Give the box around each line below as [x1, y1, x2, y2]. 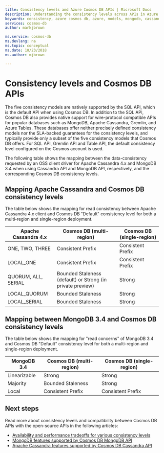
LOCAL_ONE [7, 259, 36, 266]
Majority [7, 380, 27, 387]
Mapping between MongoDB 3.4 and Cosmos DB [5, 315, 157, 323]
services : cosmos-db [5, 21, 47, 26]
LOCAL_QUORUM [7, 291, 48, 297]
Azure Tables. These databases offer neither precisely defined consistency [5, 125, 156, 131]
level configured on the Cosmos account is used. [5, 146, 104, 152]
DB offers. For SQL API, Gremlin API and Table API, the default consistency [5, 140, 155, 147]
